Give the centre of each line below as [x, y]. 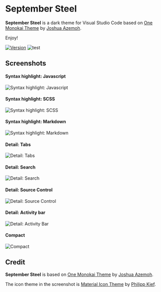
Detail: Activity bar [25, 212]
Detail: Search [20, 167]
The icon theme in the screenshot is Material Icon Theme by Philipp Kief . [81, 284]
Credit [15, 262]
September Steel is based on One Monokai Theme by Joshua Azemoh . [79, 274]
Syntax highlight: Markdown [36, 122]
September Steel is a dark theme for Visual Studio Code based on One [79, 23]
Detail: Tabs [18, 144]
